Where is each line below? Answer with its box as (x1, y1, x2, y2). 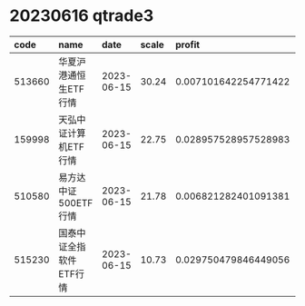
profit (175, 38, 201, 51)
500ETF (58, 196, 93, 209)
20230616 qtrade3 (9, 5, 154, 26)
